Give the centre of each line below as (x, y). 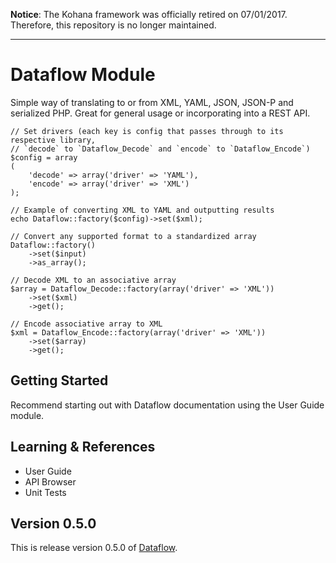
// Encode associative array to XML (86, 324)
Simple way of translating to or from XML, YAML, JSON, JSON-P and (152, 102)
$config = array (44, 157)
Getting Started (59, 380)
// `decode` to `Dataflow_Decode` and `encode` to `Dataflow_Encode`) (160, 149)
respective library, (53, 140)
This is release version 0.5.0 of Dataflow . (94, 548)
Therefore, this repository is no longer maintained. (113, 25)
